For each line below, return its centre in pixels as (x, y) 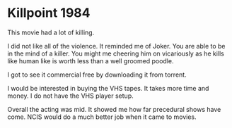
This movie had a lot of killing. (51, 32)
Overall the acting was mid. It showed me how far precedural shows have (114, 109)
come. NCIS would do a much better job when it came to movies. (102, 117)
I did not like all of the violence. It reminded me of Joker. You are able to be (116, 46)
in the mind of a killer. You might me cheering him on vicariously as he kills (116, 53)
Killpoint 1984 (49, 13)
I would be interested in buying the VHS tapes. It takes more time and (108, 88)
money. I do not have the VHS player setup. (70, 96)
